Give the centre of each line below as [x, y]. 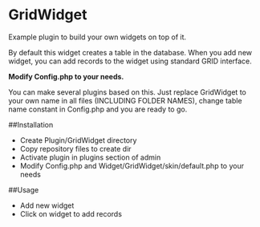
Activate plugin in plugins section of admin [90, 157]
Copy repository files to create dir [75, 148]
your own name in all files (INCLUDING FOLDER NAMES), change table [125, 100]
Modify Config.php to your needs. [66, 76]
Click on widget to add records [71, 213]
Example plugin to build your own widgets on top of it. [97, 37]
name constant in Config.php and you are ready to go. [98, 109]
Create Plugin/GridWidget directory [78, 140]
